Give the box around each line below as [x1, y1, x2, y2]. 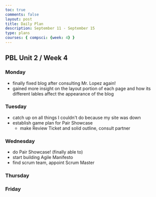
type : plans [5, 30, 30, 35]
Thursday [5, 172, 29, 179]
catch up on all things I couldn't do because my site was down [12, 114, 141, 120]
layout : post [5, 16, 32, 21]
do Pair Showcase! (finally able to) [12, 149, 83, 155]
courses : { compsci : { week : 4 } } [5, 35, 75, 40]
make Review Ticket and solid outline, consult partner [19, 125, 130, 131]
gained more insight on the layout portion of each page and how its [12, 85, 151, 91]
